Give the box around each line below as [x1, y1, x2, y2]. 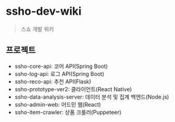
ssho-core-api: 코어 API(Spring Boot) [14, 63, 108, 70]
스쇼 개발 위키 [20, 25, 54, 32]
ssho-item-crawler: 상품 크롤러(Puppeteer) [14, 109, 122, 116]
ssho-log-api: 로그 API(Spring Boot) [14, 70, 105, 77]
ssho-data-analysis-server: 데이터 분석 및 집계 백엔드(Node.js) [14, 93, 169, 101]
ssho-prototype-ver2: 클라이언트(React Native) [14, 85, 133, 93]
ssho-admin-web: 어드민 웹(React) [14, 101, 101, 108]
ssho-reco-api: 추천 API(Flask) [14, 78, 91, 85]
